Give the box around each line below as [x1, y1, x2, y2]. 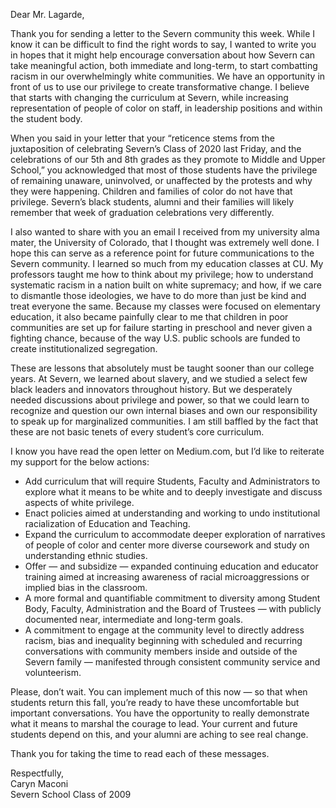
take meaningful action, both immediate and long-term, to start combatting [10, 60, 318, 71]
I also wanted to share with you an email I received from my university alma [10, 226, 320, 238]
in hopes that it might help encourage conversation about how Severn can [10, 49, 316, 61]
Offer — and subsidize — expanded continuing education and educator [24, 560, 319, 572]
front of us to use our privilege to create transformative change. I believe [10, 81, 310, 93]
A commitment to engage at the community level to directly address [24, 624, 305, 636]
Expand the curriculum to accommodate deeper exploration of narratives [24, 529, 326, 540]
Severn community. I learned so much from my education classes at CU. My [10, 258, 324, 269]
